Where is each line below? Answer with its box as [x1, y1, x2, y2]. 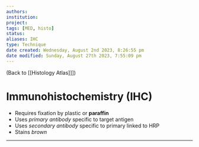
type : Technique [6, 42, 46, 48]
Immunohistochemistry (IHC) [6, 90, 153, 103]
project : [6, 20, 28, 25]
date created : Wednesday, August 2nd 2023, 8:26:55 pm [6, 47, 145, 53]
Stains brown [14, 128, 47, 135]
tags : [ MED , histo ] [6, 25, 54, 31]
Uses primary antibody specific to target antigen [14, 116, 134, 123]
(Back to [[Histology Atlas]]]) [6, 69, 76, 76]
